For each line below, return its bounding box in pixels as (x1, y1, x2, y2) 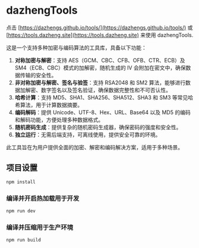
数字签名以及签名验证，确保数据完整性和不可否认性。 (40, 86, 171, 93)
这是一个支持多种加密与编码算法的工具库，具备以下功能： (6, 44, 147, 51)
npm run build (6, 237, 42, 243)
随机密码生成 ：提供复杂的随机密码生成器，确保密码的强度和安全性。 (14, 123, 182, 131)
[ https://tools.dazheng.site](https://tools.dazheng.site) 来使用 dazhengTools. (6, 31, 194, 39)
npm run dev (6, 208, 36, 214)
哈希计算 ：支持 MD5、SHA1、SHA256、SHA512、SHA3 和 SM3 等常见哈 (14, 93, 193, 101)
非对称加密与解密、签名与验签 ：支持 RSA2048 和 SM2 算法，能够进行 (14, 79, 186, 86)
